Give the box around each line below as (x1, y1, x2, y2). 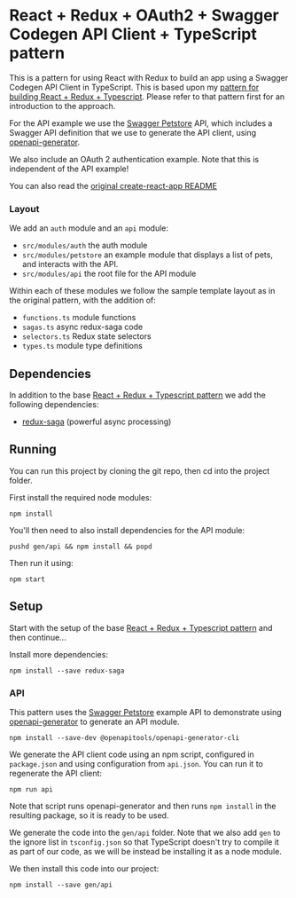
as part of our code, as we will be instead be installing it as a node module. (9, 846, 282, 856)
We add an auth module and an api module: (9, 223, 169, 233)
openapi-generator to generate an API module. (9, 716, 180, 727)
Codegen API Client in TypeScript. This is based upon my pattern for (9, 82, 260, 92)
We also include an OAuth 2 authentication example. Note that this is (9, 154, 260, 164)
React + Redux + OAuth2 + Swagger (9, 5, 279, 26)
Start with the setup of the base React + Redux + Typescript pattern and (9, 622, 273, 633)
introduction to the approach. (9, 100, 116, 111)
